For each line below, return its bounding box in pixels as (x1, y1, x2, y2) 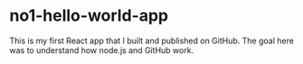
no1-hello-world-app (9, 5, 169, 26)
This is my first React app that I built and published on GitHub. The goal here (9, 35, 294, 46)
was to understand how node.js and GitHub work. (9, 44, 194, 55)
